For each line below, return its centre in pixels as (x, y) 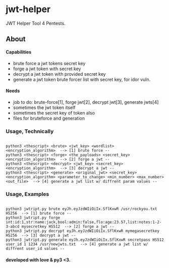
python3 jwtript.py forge (33, 218)
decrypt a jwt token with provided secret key (59, 74)
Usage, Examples (27, 194)
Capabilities (19, 52)
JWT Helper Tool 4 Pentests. (36, 23)
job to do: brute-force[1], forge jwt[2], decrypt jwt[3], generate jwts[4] (86, 102)
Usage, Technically (30, 131)
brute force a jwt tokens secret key (49, 63)
